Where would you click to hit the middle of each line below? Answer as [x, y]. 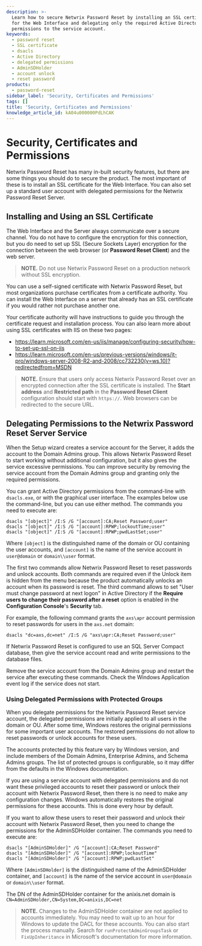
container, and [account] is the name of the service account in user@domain [99, 876]
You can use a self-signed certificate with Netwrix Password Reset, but [94, 286]
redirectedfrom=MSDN [43, 368]
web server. [21, 257]
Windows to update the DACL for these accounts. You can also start [105, 924]
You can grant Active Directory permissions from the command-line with [96, 491]
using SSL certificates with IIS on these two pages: [69, 330]
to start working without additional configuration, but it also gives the [91, 460]
